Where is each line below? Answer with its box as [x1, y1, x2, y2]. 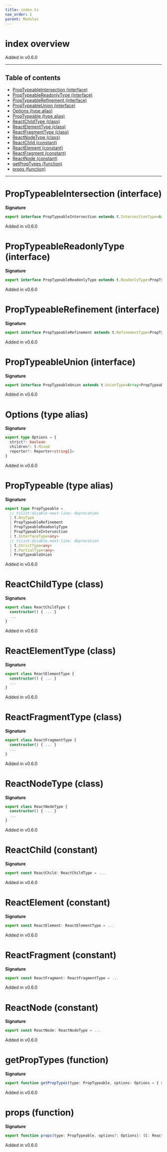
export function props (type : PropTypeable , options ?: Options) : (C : [5, 1133, 150, 1138]
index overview [5, 38, 70, 49]
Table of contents [5, 73, 61, 82]
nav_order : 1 [5, 12, 32, 17]
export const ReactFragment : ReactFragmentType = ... [5, 975, 119, 981]
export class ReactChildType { [5, 605, 70, 610]
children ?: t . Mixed [9, 444, 50, 450]
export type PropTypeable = [5, 506, 64, 511]
